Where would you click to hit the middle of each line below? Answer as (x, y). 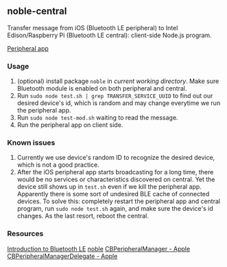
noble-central (37, 11)
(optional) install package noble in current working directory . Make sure (118, 81)
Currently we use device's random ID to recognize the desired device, (116, 158)
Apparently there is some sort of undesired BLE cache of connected (113, 194)
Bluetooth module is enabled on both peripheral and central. (102, 89)
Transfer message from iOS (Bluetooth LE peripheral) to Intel (93, 27)
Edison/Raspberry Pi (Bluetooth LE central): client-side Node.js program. (109, 35)
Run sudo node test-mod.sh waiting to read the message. (97, 118)
